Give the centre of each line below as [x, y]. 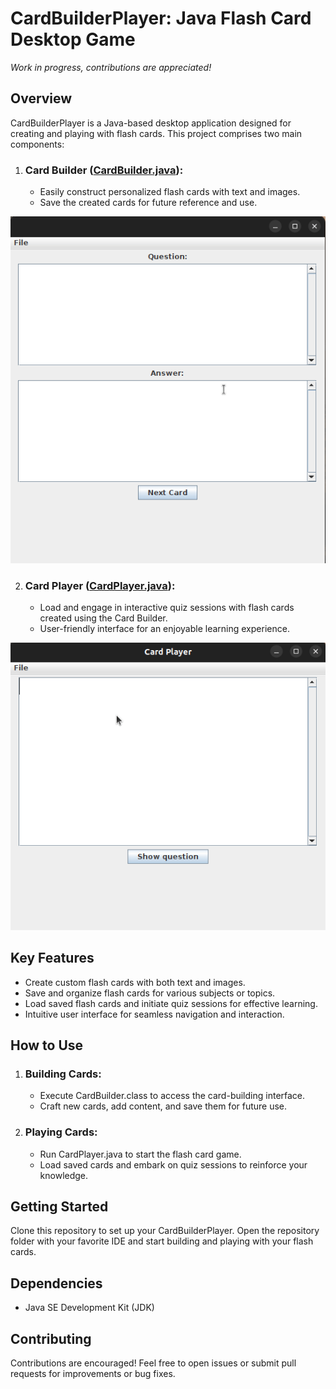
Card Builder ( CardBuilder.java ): [104, 170]
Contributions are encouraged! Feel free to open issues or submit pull [153, 1363]
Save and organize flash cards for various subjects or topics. [150, 993]
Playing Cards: [61, 1132]
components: [37, 144]
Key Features [52, 958]
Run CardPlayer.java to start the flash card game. [140, 1154]
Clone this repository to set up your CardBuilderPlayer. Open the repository [165, 1231]
